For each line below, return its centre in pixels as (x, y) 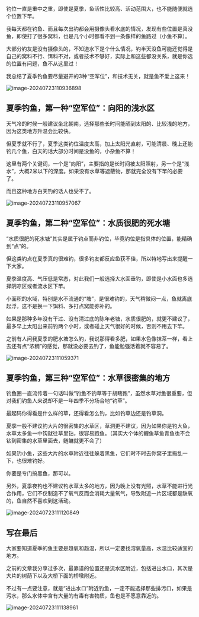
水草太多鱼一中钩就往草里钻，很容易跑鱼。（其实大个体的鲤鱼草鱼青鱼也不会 (98, 433)
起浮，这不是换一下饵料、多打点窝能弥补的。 (61, 306)
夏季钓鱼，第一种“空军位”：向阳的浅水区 (81, 108)
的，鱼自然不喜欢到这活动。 (40, 501)
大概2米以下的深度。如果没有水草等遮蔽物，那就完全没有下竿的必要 (101, 171)
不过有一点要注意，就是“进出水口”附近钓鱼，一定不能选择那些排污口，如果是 (99, 589)
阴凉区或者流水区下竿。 (40, 286)
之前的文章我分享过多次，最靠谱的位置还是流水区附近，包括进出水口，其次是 (99, 568)
